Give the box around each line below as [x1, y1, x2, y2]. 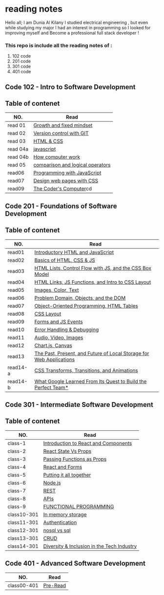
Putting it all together [43, 471, 91, 478]
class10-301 [7, 511, 39, 518]
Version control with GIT [33, 130, 89, 137]
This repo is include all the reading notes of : [5, 42, 112, 49]
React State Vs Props [43, 447, 92, 454]
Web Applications [34, 356, 75, 363]
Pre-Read [43, 582, 66, 589]
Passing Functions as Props [43, 456, 107, 462]
